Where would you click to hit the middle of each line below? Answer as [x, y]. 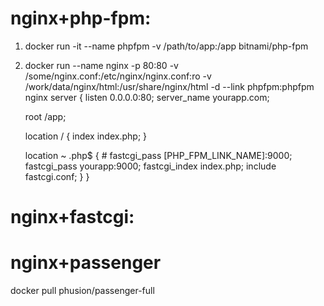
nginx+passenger [86, 263]
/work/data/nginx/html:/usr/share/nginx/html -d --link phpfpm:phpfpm [169, 86]
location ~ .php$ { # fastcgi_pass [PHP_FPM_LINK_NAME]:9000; [158, 155]
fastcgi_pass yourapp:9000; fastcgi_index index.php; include [150, 166]
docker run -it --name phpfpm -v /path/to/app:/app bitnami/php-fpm [166, 46]
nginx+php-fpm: [81, 18]
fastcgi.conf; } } [57, 176]
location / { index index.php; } [86, 136]
